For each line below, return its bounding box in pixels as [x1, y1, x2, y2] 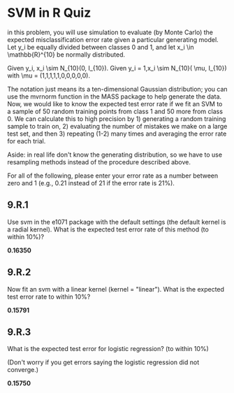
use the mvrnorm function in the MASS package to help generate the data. [7, 92, 222, 101]
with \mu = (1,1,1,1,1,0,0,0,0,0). [7, 71, 91, 80]
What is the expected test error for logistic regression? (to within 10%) [7, 345, 210, 353]
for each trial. [7, 136, 46, 145]
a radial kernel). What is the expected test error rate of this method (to [7, 225, 210, 234]
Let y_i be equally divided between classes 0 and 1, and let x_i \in [7, 43, 194, 51]
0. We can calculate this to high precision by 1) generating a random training [7, 114, 226, 123]
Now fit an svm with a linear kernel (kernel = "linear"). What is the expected [7, 285, 225, 293]
